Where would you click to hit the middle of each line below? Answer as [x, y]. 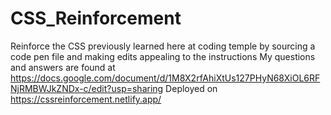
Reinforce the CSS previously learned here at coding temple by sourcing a [163, 46]
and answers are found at [63, 67]
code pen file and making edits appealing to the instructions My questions [163, 56]
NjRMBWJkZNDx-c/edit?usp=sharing [87, 88]
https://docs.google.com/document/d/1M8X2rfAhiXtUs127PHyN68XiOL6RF [165, 78]
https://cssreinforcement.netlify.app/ [86, 99]
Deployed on [191, 88]
